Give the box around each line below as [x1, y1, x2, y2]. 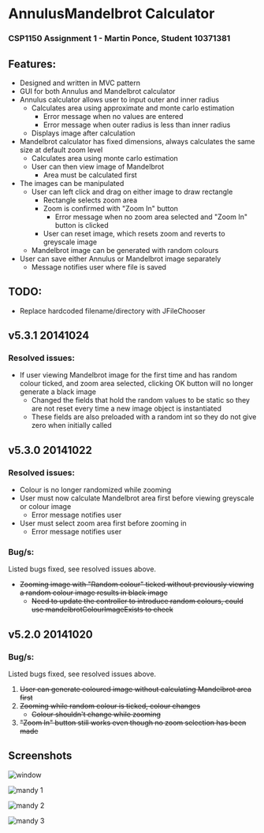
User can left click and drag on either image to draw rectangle [31, 187, 233, 196]
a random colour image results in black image [19, 588, 168, 597]
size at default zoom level [19, 145, 103, 154]
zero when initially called [31, 421, 112, 430]
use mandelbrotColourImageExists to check [31, 604, 173, 615]
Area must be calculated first [43, 170, 138, 180]
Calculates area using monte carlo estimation [31, 153, 179, 162]
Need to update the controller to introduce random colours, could [31, 597, 244, 606]
